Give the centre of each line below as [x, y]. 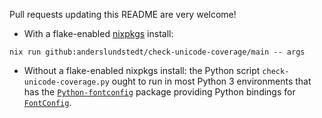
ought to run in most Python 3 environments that [211, 81]
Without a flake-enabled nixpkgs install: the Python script [142, 70]
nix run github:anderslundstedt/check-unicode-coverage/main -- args [157, 52]
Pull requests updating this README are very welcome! [123, 14]
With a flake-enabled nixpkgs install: [98, 33]
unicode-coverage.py [66, 82]
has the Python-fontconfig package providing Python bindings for [159, 92]
